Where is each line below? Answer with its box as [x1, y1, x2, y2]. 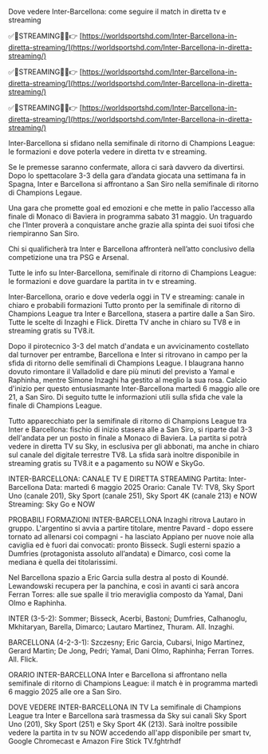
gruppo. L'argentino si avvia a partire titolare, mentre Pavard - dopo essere [8, 523, 254, 533]
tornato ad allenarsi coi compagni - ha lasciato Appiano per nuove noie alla [8, 532, 254, 541]
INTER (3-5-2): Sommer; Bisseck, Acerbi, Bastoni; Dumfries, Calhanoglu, [8, 614, 247, 623]
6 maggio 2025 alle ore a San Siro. [8, 687, 122, 697]
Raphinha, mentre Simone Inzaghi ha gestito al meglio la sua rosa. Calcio [8, 375, 247, 385]
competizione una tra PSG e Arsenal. [8, 253, 129, 262]
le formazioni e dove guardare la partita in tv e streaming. [8, 277, 197, 286]
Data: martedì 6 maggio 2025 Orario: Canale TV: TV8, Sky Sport [45, 483, 255, 491]
